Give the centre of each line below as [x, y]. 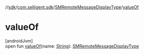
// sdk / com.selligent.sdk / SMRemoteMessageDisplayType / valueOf [72, 7]
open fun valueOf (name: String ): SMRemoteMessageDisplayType [72, 46]
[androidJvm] [19, 41]
